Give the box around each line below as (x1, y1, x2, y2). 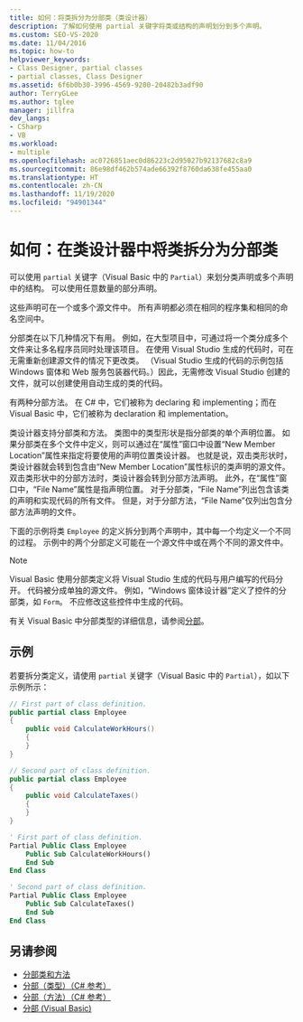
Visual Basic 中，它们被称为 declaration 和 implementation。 (9, 408, 234, 418)
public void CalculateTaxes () (25, 792, 140, 801)
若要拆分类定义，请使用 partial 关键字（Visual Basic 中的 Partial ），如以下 (9, 670, 290, 680)
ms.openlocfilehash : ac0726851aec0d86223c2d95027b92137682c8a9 (9, 155, 252, 165)
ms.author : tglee (9, 97, 75, 107)
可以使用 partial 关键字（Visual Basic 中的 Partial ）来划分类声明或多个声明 (9, 271, 294, 282)
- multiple (9, 147, 50, 156)
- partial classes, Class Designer (9, 72, 143, 81)
